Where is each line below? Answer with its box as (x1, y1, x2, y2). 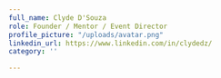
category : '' (8, 47, 58, 56)
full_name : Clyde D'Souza (8, 13, 106, 23)
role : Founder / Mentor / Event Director (8, 22, 168, 31)
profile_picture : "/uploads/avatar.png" (8, 30, 165, 39)
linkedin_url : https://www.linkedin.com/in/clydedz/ (8, 38, 213, 48)
